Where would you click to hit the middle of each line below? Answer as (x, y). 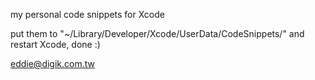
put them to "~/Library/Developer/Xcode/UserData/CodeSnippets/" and (157, 33)
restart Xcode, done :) (55, 44)
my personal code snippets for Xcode (87, 14)
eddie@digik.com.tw (52, 63)
